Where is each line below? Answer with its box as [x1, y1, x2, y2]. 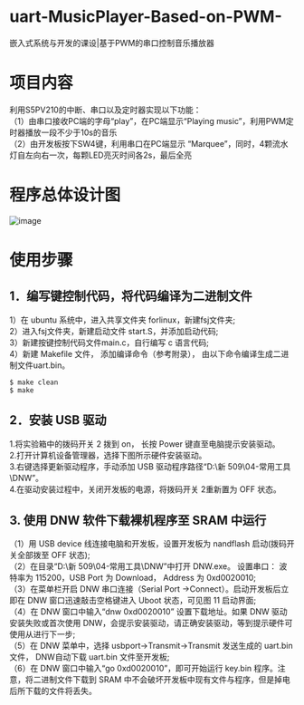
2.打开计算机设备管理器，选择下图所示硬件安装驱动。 [9, 449, 207, 460]
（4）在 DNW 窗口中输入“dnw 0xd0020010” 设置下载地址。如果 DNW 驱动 [9, 606, 288, 617]
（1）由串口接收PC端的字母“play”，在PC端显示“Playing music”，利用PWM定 [9, 115, 294, 126]
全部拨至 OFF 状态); [16, 550, 90, 561]
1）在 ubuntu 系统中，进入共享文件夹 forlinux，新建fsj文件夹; [9, 314, 236, 325]
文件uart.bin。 [16, 360, 71, 371]
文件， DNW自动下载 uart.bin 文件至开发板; [9, 652, 170, 662]
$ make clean [9, 378, 59, 387]
